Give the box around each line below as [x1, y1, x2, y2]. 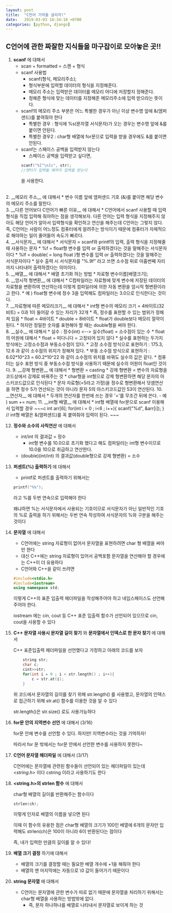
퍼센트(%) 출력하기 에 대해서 [13, 463, 71, 469]
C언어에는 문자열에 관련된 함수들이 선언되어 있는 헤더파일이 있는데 [13, 763, 145, 769]
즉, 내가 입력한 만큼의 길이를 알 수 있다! [13, 839, 91, 845]
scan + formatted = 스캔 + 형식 [20, 63, 85, 69]
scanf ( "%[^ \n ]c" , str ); [20, 163, 72, 168]
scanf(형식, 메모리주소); [28, 76, 77, 82]
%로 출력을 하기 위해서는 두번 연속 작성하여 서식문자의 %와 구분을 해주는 [18, 512, 164, 518]
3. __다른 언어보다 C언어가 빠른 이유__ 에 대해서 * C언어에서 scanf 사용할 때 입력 [6, 206, 167, 213]
